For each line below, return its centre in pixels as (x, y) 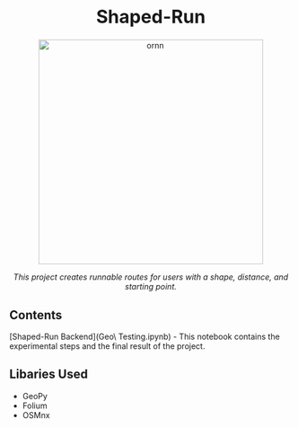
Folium (35, 406)
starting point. (151, 287)
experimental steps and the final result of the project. (107, 346)
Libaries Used (48, 374)
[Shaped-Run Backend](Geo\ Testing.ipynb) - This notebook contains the (145, 337)
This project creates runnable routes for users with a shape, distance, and (151, 277)
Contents (36, 315)
